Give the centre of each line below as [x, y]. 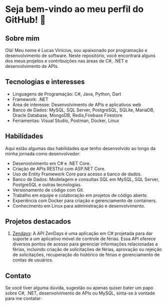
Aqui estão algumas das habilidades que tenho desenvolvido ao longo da [80, 148]
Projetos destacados [38, 222]
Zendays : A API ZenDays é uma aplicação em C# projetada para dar [82, 233]
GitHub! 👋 [25, 20]
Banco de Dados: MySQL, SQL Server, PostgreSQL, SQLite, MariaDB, [83, 110]
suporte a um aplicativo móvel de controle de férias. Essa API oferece [84, 239]
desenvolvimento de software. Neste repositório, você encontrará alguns [80, 55]
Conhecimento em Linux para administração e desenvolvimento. [79, 205]
